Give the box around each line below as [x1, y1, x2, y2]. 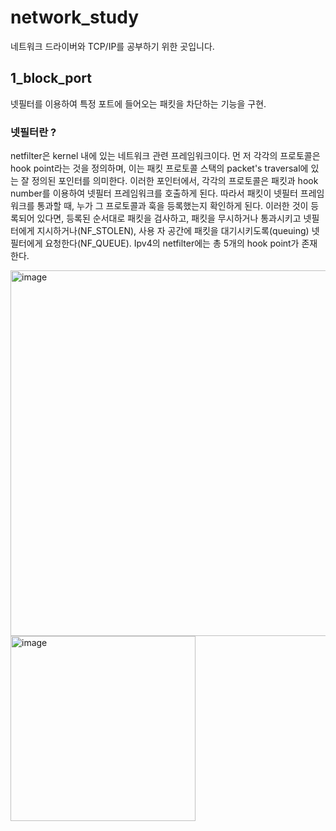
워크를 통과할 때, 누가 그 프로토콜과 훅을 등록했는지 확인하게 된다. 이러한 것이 [10, 200, 309, 212]
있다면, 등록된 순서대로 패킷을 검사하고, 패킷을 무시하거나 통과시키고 [36, 212, 302, 225]
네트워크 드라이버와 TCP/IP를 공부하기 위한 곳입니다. [10, 40, 215, 52]
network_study [10, 6, 140, 29]
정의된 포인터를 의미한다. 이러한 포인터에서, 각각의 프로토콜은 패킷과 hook [31, 175, 319, 187]
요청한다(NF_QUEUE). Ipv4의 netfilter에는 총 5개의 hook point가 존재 [44, 237, 318, 250]
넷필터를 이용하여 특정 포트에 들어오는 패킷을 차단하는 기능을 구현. [10, 97, 267, 110]
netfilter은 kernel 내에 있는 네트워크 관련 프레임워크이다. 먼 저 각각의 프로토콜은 [10, 150, 321, 162]
